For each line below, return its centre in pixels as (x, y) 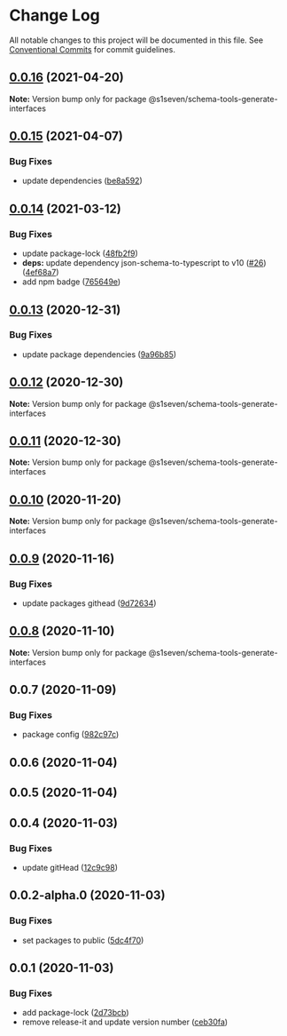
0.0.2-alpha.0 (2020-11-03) (87, 895)
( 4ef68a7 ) (40, 273)
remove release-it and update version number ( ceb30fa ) (125, 1022)
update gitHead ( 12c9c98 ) (70, 867)
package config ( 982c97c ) (70, 735)
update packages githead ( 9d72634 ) (89, 603)
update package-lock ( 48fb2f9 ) (80, 253)
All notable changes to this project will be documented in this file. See (136, 40)
